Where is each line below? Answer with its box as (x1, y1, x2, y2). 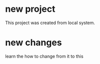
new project (5, 3, 56, 15)
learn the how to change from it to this (5, 53, 84, 59)
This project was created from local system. (5, 20, 96, 26)
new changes (5, 37, 62, 48)
